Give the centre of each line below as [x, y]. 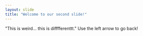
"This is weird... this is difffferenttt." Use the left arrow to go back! [71, 28]
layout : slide [20, 10]
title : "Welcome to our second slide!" [46, 14]
